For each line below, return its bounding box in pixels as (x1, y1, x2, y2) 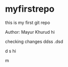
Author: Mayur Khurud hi (5, 29, 55, 35)
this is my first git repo (5, 20, 50, 25)
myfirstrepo (5, 3, 55, 15)
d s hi (5, 48, 16, 54)
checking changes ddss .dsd (5, 38, 64, 45)
